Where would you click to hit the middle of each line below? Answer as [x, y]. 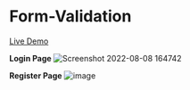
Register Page [36, 75]
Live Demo [29, 41]
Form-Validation [70, 16]
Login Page [30, 58]
